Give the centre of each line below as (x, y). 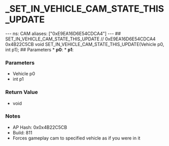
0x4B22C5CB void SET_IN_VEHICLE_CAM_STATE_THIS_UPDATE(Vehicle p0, (85, 44)
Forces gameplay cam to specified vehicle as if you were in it (76, 138)
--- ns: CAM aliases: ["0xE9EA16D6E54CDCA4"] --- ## (63, 33)
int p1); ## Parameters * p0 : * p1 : (40, 50)
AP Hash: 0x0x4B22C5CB (40, 127)
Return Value (22, 92)
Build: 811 (22, 132)
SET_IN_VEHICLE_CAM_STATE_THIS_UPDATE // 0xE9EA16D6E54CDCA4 (80, 39)
